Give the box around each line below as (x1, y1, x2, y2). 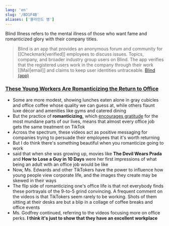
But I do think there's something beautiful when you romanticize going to (12, 140, 164, 146)
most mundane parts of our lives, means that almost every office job (12, 118, 155, 124)
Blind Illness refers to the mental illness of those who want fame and (5, 31, 147, 37)
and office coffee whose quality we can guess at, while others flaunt (12, 102, 155, 108)
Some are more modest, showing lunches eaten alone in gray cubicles (12, 97, 159, 103)
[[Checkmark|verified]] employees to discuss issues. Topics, (17, 51, 144, 57)
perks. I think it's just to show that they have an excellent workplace (12, 215, 158, 221)
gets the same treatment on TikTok (12, 123, 85, 129)
